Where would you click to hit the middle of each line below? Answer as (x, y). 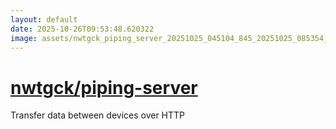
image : (24, 38)
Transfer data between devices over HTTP (98, 115)
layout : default (44, 19)
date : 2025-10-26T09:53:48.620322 (82, 29)
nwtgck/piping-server (104, 87)
